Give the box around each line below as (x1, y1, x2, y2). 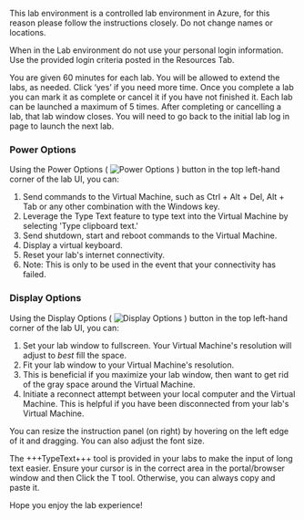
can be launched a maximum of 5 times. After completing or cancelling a (9, 101, 282, 112)
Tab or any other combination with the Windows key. (22, 201, 220, 213)
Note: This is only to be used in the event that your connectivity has (22, 259, 277, 270)
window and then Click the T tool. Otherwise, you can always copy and (9, 472, 276, 483)
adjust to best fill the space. (22, 349, 127, 360)
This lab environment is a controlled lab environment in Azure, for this (9, 8, 270, 18)
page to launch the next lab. (9, 120, 115, 131)
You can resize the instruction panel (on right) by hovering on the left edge (9, 425, 289, 436)
